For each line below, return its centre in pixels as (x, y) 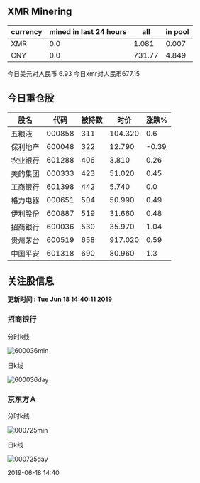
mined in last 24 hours (88, 31)
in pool (177, 31)
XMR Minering (40, 12)
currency (27, 31)
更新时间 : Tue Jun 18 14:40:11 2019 (60, 299)
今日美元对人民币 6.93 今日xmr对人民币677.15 (74, 73)
